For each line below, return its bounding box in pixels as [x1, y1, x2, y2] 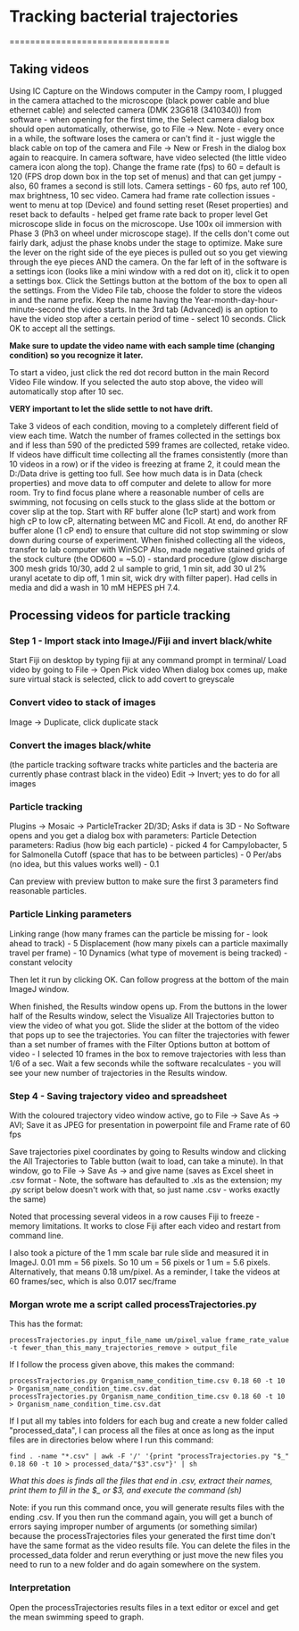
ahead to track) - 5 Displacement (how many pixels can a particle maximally [9, 937, 288, 948]
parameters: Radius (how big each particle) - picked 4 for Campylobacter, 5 [9, 840, 287, 851]
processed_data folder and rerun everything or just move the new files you [9, 1550, 284, 1560]
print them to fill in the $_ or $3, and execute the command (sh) [9, 1485, 243, 1496]
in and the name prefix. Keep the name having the [9, 294, 193, 305]
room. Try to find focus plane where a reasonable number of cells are [9, 487, 265, 498]
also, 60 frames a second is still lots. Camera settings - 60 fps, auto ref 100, [9, 181, 288, 191]
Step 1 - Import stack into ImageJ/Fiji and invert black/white [9, 635, 272, 647]
